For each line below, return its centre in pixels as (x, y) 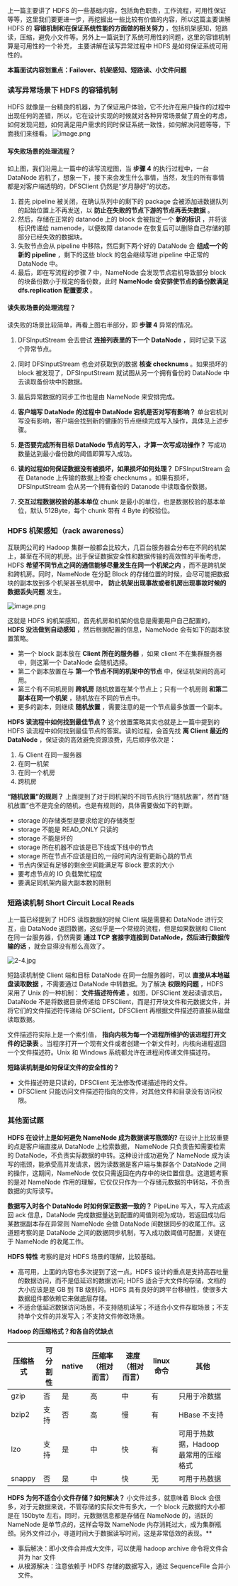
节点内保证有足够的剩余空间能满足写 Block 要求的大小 (96, 865)
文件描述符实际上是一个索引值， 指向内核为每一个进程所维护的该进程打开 (114, 1035)
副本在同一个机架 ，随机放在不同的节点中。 (80, 698)
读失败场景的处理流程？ (41, 308)
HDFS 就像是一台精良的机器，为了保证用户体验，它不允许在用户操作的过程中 (119, 107)
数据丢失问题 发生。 (36, 592)
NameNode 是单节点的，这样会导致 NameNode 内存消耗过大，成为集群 (111, 1524)
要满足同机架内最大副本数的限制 (64, 883)
